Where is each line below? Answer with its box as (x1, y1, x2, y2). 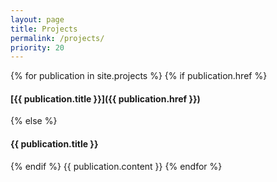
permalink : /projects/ (10, 33, 105, 43)
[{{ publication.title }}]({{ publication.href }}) (10, 92, 201, 105)
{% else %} (10, 115, 58, 127)
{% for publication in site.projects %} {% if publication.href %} (10, 70, 268, 82)
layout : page (10, 14, 65, 25)
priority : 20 (10, 42, 65, 53)
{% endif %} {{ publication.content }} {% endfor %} (10, 160, 223, 172)
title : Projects (10, 24, 78, 34)
